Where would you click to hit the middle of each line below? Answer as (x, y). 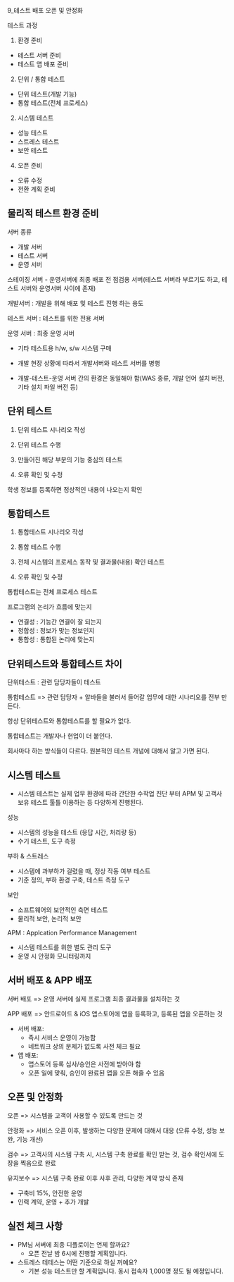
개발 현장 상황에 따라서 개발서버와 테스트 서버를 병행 (89, 363)
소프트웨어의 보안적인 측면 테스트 (63, 910)
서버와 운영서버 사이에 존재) (58, 288)
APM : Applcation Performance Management (72, 933)
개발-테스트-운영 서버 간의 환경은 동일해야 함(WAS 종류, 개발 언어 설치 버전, (121, 378)
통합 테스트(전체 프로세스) (53, 103)
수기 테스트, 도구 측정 (46, 842)
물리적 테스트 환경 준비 (53, 214)
